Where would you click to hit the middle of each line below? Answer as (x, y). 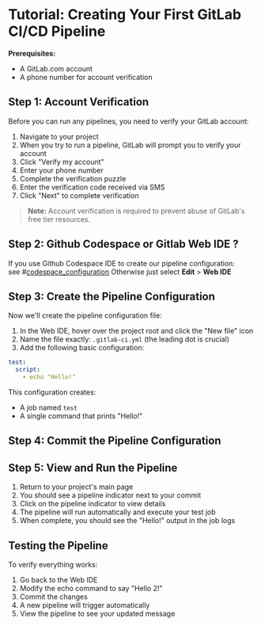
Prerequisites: (32, 53)
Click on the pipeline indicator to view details (93, 504)
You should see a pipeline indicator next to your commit (110, 495)
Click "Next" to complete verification (79, 195)
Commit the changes (54, 597)
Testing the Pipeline (58, 546)
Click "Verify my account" (62, 162)
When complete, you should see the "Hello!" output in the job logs (127, 521)
